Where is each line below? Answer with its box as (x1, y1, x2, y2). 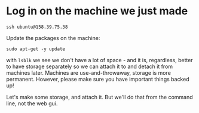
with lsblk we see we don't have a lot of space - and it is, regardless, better (6, 56, 193, 63)
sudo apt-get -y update (6, 46, 66, 52)
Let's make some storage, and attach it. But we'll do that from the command (6, 93, 193, 100)
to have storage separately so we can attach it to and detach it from (6, 63, 173, 70)
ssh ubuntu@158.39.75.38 (6, 24, 68, 30)
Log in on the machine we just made (6, 4, 188, 18)
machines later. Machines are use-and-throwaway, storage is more (6, 69, 172, 76)
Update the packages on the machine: (6, 34, 100, 41)
